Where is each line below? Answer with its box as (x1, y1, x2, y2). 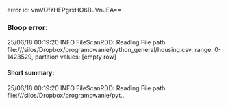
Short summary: (7, 68, 55, 77)
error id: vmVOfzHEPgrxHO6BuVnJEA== (7, 6, 122, 14)
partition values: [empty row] (35, 53, 116, 61)
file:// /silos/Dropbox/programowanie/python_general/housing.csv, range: (7, 46, 214, 54)
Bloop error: (7, 23, 48, 32)
